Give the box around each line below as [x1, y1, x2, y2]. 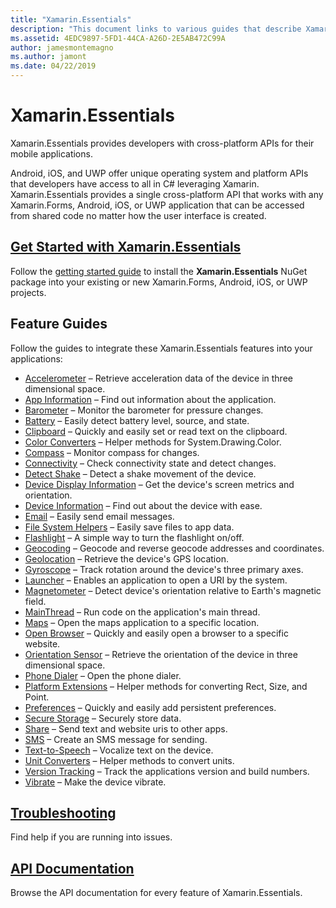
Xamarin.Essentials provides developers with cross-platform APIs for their [10, 137, 315, 149]
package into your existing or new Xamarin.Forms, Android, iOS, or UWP [10, 276, 308, 288]
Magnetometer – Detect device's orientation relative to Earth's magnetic [24, 584, 322, 596]
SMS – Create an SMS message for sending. [24, 733, 208, 745]
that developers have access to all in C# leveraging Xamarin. [10, 177, 260, 190]
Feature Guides [10, 316, 108, 333]
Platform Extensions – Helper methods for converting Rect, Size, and [24, 680, 308, 692]
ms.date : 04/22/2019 [10, 61, 97, 71]
